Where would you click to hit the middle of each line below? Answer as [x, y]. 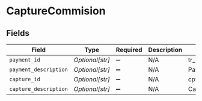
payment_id [25, 60]
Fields [18, 33]
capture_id [25, 79]
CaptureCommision [56, 11]
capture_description [38, 89]
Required [129, 50]
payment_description [38, 70]
